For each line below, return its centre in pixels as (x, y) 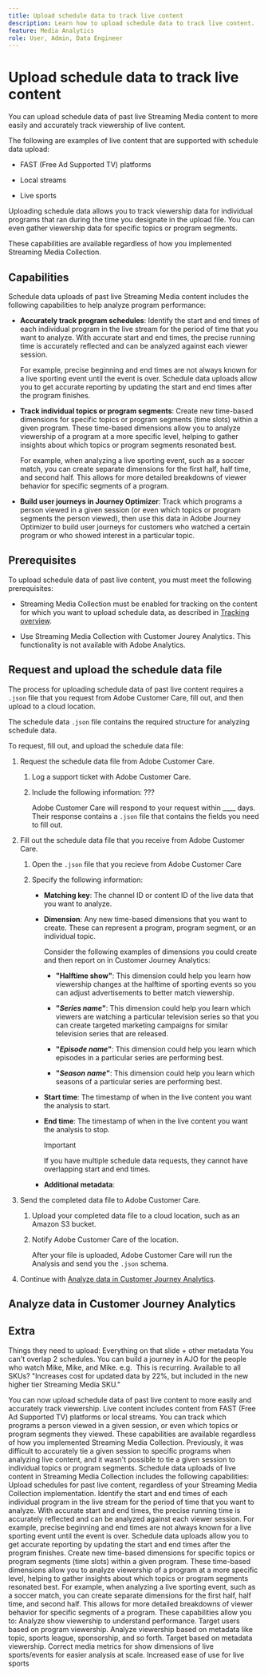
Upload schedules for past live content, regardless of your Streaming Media (133, 1485)
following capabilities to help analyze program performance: (107, 305)
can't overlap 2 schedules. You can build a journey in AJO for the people (128, 1359)
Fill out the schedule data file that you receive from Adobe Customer (132, 840)
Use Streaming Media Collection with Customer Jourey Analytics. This (135, 636)
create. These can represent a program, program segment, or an (150, 928)
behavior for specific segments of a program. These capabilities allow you (130, 1612)
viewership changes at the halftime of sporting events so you (156, 984)
